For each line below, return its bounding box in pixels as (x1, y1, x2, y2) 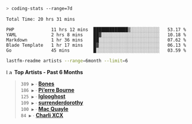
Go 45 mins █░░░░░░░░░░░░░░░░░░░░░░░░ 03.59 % (6, 47, 186, 53)
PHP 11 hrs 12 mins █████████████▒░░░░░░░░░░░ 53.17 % (6, 27, 186, 33)
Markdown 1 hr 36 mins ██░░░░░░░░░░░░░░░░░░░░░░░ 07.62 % (6, 37, 186, 43)
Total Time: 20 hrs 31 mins (6, 16, 76, 22)
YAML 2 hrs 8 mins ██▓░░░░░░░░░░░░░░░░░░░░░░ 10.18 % (6, 31, 186, 38)
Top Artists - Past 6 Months (14, 68, 83, 75)
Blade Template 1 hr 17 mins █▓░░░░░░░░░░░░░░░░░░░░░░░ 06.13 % (6, 42, 186, 48)
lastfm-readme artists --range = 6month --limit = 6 (6, 58, 128, 63)
